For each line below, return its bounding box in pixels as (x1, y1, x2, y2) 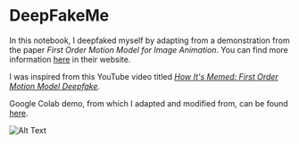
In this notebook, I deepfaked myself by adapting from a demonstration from (9, 35, 290, 46)
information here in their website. (9, 54, 131, 64)
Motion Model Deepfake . (9, 80, 101, 91)
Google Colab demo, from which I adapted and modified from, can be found (9, 97, 288, 108)
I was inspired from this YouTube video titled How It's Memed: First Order (9, 71, 278, 81)
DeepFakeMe (9, 5, 110, 26)
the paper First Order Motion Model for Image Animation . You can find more (9, 44, 288, 55)
